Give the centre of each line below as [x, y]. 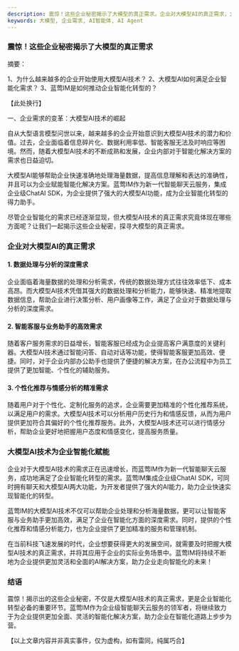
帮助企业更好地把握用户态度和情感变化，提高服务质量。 [101, 431]
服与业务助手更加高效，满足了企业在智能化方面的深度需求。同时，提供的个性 [119, 519]
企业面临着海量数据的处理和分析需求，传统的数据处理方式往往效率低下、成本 [119, 282]
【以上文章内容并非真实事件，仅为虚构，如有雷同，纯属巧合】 [98, 640]
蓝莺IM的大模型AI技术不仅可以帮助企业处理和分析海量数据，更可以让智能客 [117, 511]
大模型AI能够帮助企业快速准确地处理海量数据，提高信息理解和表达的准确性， [119, 175]
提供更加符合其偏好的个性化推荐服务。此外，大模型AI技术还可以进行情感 [113, 423]
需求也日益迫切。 [32, 160]
